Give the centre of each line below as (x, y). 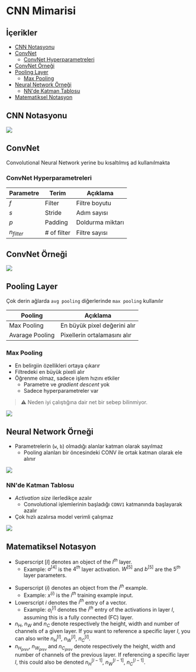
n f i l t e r (16, 232)
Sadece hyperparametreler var (61, 391)
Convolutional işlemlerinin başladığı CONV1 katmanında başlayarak (103, 505)
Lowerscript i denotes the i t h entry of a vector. (71, 602)
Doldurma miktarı (100, 222)
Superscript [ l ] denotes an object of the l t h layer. (73, 561)
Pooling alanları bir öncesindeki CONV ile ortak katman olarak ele (103, 452)
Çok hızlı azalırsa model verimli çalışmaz (64, 517)
